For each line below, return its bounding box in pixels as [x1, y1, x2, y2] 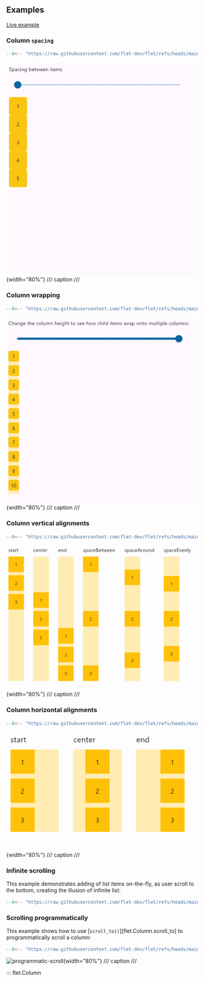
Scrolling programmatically [6, 913, 89, 922]
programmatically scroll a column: [6, 934, 91, 941]
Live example [6, 21, 39, 28]
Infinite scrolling [6, 866, 56, 875]
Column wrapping [6, 291, 61, 300]
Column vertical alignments [6, 519, 90, 528]
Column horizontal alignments [6, 705, 98, 714]
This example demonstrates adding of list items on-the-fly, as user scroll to [6, 880, 194, 887]
